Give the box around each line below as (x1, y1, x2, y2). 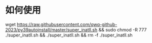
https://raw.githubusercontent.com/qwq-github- (17, 21, 118, 27)
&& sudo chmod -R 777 (98, 26, 147, 32)
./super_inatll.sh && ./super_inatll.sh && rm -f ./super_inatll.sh (5, 32, 133, 38)
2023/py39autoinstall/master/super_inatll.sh (5, 26, 98, 32)
